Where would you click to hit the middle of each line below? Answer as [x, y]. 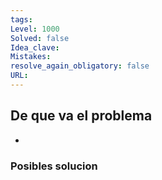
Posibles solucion [54, 166]
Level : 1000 [35, 29]
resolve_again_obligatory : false [80, 66]
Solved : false [40, 38]
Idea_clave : [35, 47]
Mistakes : [31, 57]
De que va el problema [81, 116]
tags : [21, 19]
